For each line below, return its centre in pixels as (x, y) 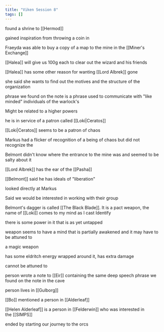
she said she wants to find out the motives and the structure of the (73, 81)
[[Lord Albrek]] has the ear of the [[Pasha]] (49, 169)
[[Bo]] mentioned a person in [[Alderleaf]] (47, 299)
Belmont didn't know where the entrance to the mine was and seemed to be (82, 154)
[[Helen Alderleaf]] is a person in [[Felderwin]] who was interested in (75, 309)
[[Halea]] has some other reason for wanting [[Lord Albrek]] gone (71, 72)
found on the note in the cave (35, 280)
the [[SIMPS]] (19, 314)
